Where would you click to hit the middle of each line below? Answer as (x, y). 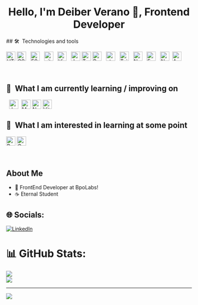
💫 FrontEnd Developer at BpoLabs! (57, 187)
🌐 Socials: (25, 215)
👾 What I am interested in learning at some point (97, 125)
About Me (24, 173)
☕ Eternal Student (37, 194)
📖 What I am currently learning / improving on (92, 88)
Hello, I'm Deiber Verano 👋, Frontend (99, 12)
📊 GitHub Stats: (46, 254)
